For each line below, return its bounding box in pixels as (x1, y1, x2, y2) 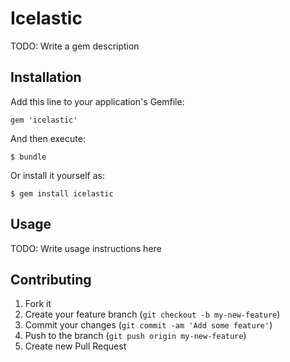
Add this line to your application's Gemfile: (10, 95, 185, 107)
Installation (10, 69, 82, 86)
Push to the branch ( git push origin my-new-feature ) (24, 330, 247, 342)
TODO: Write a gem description (10, 40, 140, 52)
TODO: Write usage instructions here (10, 242, 162, 254)
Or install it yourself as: (10, 169, 105, 181)
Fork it (24, 298, 52, 310)
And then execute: (10, 132, 86, 144)
